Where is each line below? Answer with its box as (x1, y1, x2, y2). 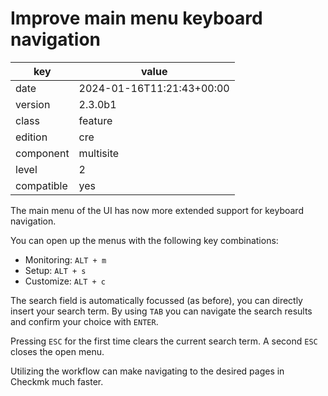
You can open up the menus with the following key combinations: (10, 234, 279, 246)
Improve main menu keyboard (10, 7, 263, 30)
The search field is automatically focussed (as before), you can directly (10, 294, 303, 306)
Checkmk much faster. (10, 375, 104, 387)
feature (78, 113, 113, 127)
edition (15, 130, 48, 144)
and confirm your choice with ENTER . (10, 315, 159, 327)
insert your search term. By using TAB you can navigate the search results (10, 305, 313, 317)
